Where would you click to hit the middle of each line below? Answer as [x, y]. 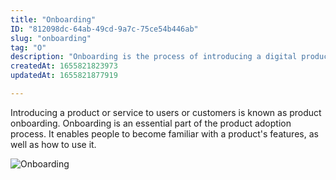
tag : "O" [28, 47]
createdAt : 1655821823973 [64, 66]
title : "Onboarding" [53, 19]
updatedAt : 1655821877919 [64, 76]
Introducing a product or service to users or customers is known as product [166, 112]
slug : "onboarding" [51, 38]
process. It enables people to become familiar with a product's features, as [164, 133]
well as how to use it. [53, 144]
